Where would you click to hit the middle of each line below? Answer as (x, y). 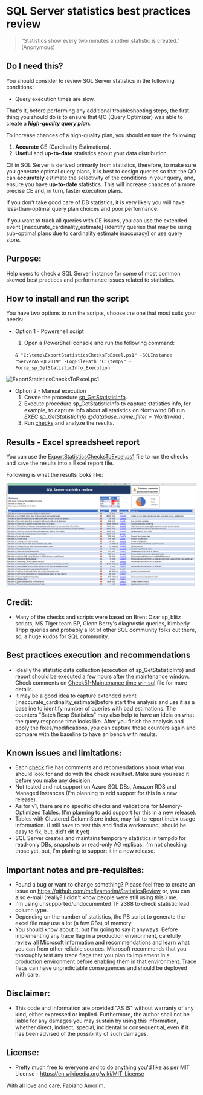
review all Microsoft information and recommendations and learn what (102, 942)
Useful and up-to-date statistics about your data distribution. (92, 153)
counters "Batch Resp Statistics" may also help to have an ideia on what (105, 715)
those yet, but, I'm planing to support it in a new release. (85, 851)
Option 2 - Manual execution (50, 391)
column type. (31, 910)
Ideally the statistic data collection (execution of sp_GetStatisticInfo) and (105, 670)
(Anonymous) (38, 47)
